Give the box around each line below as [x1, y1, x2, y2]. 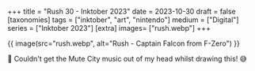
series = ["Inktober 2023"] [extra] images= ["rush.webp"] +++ [7, 24, 211, 32]
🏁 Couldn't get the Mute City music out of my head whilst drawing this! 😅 [7, 54, 247, 63]
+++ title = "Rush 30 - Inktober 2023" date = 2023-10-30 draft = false [7, 7, 236, 16]
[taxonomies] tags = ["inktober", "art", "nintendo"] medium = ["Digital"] [7, 15, 239, 24]
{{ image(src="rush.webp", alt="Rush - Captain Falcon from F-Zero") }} [7, 39, 241, 48]
